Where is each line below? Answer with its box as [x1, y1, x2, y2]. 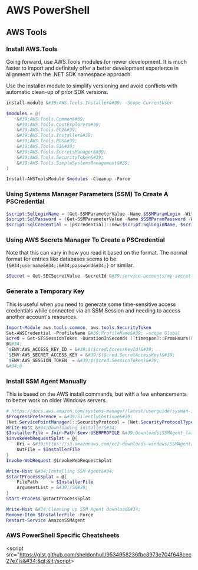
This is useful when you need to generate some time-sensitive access [6, 301, 176, 308]
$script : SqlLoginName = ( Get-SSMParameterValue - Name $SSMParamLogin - [6, 211, 186, 217]
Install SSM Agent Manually [6, 377, 87, 385]
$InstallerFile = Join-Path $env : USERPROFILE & [6, 430, 126, 436]
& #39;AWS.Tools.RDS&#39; [16, 138, 78, 144]
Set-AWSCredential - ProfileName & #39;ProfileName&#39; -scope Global [6, 330, 181, 336]
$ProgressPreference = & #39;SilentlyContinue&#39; [6, 413, 133, 419]
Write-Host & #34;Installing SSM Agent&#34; [6, 468, 115, 474]
